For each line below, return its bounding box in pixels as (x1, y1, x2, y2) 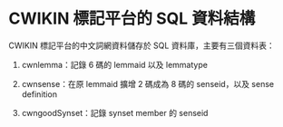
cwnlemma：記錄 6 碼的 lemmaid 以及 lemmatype (21, 59, 208, 70)
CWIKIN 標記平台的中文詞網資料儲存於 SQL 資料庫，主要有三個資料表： (8, 40, 275, 51)
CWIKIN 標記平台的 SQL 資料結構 (8, 8, 256, 29)
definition (21, 88, 58, 100)
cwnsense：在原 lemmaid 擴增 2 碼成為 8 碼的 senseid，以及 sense (21, 78, 274, 89)
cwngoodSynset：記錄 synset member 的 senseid (21, 107, 209, 118)
